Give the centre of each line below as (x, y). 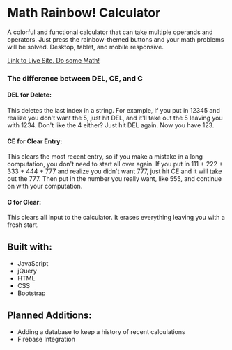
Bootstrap (31, 293)
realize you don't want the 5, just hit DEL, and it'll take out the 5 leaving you (115, 118)
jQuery (27, 271)
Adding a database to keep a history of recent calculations (101, 332)
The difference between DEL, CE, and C (75, 78)
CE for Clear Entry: (35, 141)
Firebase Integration (46, 340)
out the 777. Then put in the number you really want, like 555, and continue (115, 179)
